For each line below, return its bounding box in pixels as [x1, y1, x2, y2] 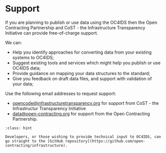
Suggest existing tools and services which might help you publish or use [12, 60, 161, 66]
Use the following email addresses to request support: [5, 90, 116, 96]
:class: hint [5, 125, 32, 131]
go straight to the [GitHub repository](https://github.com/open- [5, 139, 146, 144]
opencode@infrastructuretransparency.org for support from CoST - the [12, 100, 159, 106]
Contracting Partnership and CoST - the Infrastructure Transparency [5, 24, 146, 30]
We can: [5, 39, 22, 45]
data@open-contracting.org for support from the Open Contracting [12, 110, 150, 117]
